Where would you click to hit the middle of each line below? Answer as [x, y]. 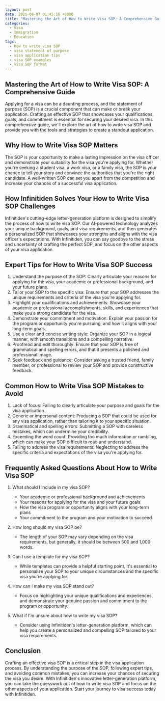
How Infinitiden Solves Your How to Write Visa [77, 199]
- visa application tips [35, 55]
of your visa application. [29, 249]
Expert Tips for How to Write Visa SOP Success [79, 265]
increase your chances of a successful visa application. [61, 183]
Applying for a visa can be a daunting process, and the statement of [74, 104]
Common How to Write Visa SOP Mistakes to [74, 386]
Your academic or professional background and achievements [82, 497]
